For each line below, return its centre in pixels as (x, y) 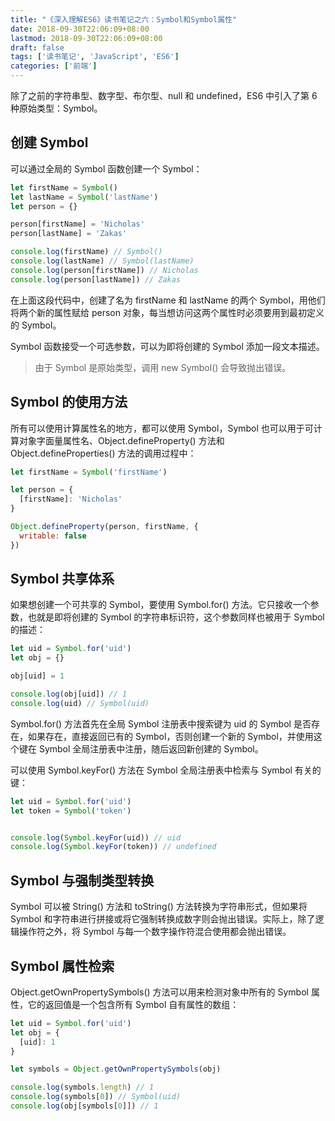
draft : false (37, 47)
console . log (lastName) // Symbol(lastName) (102, 261)
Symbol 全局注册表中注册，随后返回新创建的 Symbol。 (151, 748)
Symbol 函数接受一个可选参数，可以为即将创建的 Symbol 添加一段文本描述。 (167, 346)
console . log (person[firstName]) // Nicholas (104, 270)
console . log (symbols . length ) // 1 (82, 1087)
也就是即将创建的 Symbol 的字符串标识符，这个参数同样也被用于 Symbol (176, 617)
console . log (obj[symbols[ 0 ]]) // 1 (84, 1106)
